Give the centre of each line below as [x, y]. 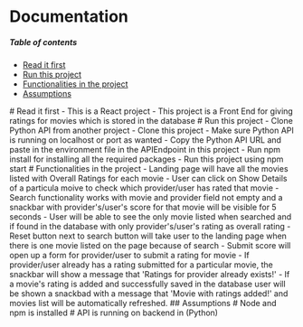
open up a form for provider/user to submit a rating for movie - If [130, 256]
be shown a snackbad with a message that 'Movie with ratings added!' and [149, 294]
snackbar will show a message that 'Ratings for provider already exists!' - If [150, 275]
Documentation [69, 17]
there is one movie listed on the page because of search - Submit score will [150, 246]
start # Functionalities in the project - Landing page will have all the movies [149, 169]
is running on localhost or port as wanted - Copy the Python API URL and [146, 140]
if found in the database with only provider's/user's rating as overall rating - [150, 227]
